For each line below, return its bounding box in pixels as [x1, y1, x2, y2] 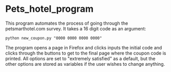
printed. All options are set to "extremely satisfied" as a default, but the [5, 55, 156, 62]
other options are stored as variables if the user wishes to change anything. [5, 61, 165, 67]
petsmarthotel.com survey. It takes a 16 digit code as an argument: [5, 25, 146, 31]
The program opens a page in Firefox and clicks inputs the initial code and [5, 44, 162, 50]
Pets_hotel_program [5, 3, 94, 15]
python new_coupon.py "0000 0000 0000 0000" [5, 35, 102, 41]
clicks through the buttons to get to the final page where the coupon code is [5, 50, 166, 56]
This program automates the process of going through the [5, 20, 128, 26]
